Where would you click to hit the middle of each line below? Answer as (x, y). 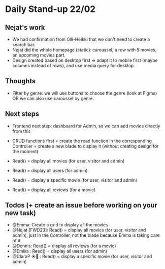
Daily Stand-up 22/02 (50, 9)
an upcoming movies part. (39, 55)
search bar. (24, 45)
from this (21, 131)
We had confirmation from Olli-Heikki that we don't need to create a (81, 39)
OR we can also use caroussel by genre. (53, 98)
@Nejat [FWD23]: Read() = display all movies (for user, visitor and (79, 230)
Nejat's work (25, 27)
